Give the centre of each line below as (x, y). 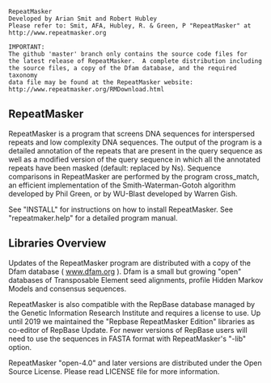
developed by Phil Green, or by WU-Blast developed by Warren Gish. (123, 193)
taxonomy (23, 75)
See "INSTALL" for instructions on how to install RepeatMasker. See (121, 209)
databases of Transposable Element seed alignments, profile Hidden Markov (136, 280)
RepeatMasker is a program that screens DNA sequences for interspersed (131, 133)
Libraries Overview (57, 244)
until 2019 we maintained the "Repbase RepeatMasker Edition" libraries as (131, 321)
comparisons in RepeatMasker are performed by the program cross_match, (134, 176)
